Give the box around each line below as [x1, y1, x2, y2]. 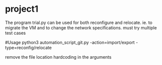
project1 [5, 3, 39, 15]
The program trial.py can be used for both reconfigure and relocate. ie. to [5, 20, 153, 25]
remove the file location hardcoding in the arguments [5, 54, 112, 60]
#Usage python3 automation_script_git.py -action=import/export [5, 39, 135, 45]
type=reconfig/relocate [5, 44, 52, 50]
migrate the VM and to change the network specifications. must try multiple [5, 24, 157, 30]
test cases [5, 30, 26, 36]
